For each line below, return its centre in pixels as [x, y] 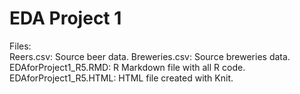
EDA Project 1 [65, 18]
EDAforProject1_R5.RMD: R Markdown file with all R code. [127, 67]
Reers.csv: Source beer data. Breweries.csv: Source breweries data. [150, 56]
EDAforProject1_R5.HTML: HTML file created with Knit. [121, 78]
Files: [20, 46]
